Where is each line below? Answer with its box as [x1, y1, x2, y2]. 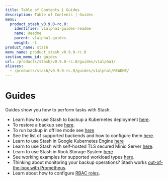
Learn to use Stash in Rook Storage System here [12, 148, 113, 154]
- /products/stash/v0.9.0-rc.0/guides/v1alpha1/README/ [10, 69, 129, 74]
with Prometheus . [30, 164, 67, 170]
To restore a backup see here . [12, 122, 75, 128]
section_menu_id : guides [5, 54, 57, 59]
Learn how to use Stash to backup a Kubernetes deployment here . [12, 116, 150, 123]
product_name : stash [5, 45, 49, 50]
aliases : [5, 64, 24, 69]
